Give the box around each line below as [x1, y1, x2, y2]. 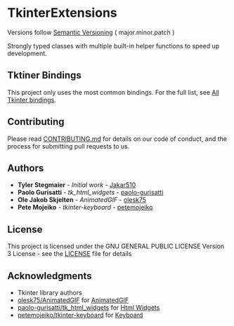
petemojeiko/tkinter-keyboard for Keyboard [17, 311, 143, 319]
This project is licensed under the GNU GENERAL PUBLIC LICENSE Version [7, 242, 225, 250]
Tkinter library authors [17, 289, 82, 297]
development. [7, 49, 47, 57]
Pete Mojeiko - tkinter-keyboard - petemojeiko [17, 203, 153, 212]
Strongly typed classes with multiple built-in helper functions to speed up [7, 41, 220, 50]
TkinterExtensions [7, 5, 117, 21]
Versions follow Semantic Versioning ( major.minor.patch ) [7, 28, 175, 36]
